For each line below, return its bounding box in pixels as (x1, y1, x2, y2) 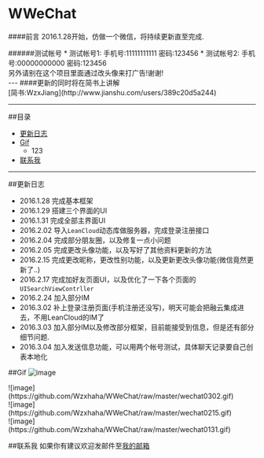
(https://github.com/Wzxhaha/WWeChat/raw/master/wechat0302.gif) (8, 391, 234, 401)
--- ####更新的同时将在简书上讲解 (8, 78, 120, 87)
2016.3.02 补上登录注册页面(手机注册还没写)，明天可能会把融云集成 (19, 302, 238, 312)
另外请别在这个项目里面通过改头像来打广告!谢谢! (8, 68, 164, 77)
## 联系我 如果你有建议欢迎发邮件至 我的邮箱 (8, 441, 150, 450)
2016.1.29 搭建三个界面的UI (19, 205, 108, 215)
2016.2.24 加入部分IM (19, 293, 90, 302)
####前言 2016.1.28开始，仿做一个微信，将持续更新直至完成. (8, 31, 204, 41)
